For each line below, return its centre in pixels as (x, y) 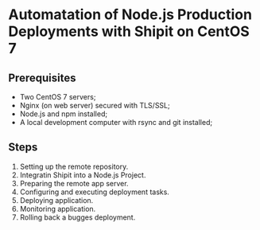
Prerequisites (42, 78)
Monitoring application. (58, 209)
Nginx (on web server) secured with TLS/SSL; (95, 105)
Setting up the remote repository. (74, 166)
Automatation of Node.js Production (130, 15)
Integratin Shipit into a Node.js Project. (83, 175)
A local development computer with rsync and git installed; (116, 122)
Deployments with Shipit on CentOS (129, 31)
